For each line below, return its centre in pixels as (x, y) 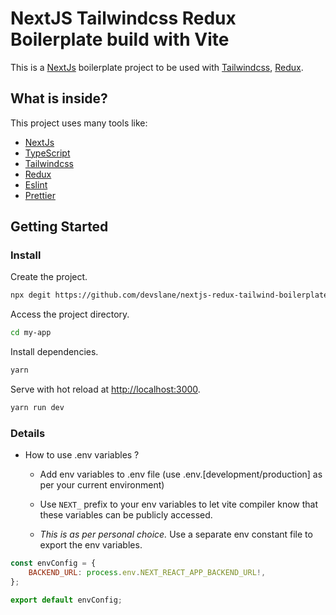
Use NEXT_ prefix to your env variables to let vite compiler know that (179, 504)
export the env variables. (91, 545)
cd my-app (31, 333)
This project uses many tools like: (79, 123)
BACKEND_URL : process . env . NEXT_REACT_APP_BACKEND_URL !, (147, 573)
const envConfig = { (53, 563)
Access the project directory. (70, 314)
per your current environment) (102, 485)
